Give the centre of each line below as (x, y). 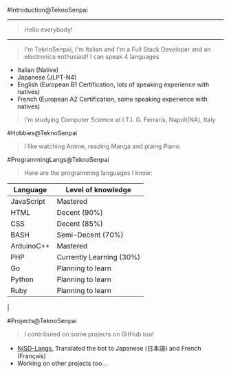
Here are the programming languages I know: (88, 173)
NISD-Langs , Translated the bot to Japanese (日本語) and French (109, 348)
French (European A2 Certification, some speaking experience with (112, 99)
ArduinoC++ (30, 246)
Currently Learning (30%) (99, 257)
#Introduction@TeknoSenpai (47, 10)
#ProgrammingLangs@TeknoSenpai (58, 160)
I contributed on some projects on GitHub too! (89, 334)
